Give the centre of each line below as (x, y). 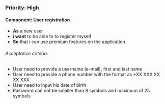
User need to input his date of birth (49, 85)
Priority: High (22, 8)
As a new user (28, 31)
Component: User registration (38, 20)
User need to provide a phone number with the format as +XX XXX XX (86, 75)
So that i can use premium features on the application (69, 42)
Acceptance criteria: (27, 53)
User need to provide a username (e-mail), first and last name (77, 69)
